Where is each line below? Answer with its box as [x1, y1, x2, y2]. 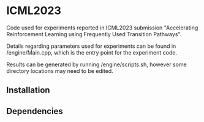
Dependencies [6, 105, 63, 116]
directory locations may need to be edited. [6, 67, 113, 74]
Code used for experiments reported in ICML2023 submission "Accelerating [6, 24, 198, 31]
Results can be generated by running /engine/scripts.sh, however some [6, 61, 187, 68]
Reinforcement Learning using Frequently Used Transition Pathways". [6, 30, 182, 37]
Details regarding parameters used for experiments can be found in [6, 42, 176, 50]
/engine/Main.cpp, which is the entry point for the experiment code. [6, 48, 178, 56]
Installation [6, 85, 50, 96]
